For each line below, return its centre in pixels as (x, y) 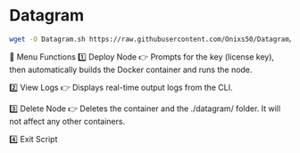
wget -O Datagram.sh (48, 39)
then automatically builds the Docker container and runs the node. (131, 69)
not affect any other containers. (67, 121)
